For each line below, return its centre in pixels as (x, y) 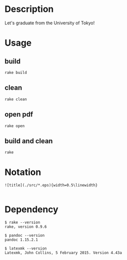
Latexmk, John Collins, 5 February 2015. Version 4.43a (63, 253)
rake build (16, 72)
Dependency (32, 209)
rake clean (16, 99)
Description (29, 9)
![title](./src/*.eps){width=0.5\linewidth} (51, 185)
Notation (23, 172)
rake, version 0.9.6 (26, 227)
